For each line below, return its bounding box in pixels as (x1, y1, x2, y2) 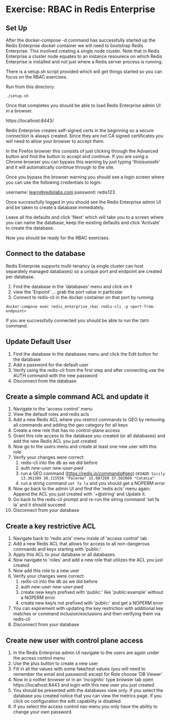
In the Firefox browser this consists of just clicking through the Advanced (6, 148, 158, 154)
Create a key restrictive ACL (6, 522, 96, 530)
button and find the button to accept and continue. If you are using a (6, 154, 148, 159)
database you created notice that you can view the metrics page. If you (13, 693, 162, 699)
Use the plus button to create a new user (13, 660, 98, 667)
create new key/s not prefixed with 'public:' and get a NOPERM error (20, 600, 163, 606)
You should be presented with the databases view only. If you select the (13, 688, 163, 694)
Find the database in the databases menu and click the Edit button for (13, 351, 158, 357)
